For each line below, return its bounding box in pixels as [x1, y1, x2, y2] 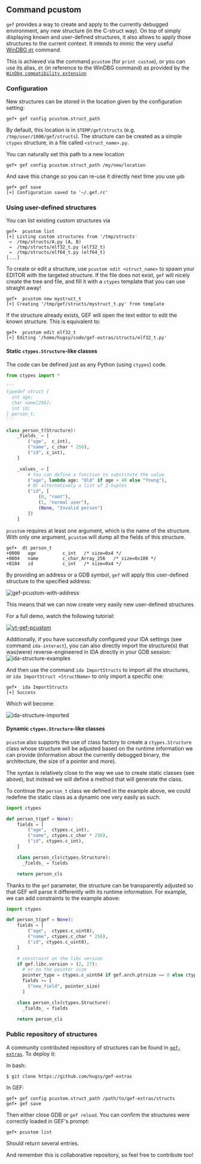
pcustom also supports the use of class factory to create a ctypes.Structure [6, 738, 192, 745]
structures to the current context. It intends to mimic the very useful [6, 40, 173, 47]
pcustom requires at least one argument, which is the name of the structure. [6, 527, 191, 534]
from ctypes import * [6, 372, 60, 378]
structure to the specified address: [6, 577, 92, 584]
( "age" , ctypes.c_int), [28, 827, 90, 833]
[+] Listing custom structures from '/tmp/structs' [6, 234, 138, 240]
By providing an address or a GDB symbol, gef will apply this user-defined [6, 571, 188, 578]
